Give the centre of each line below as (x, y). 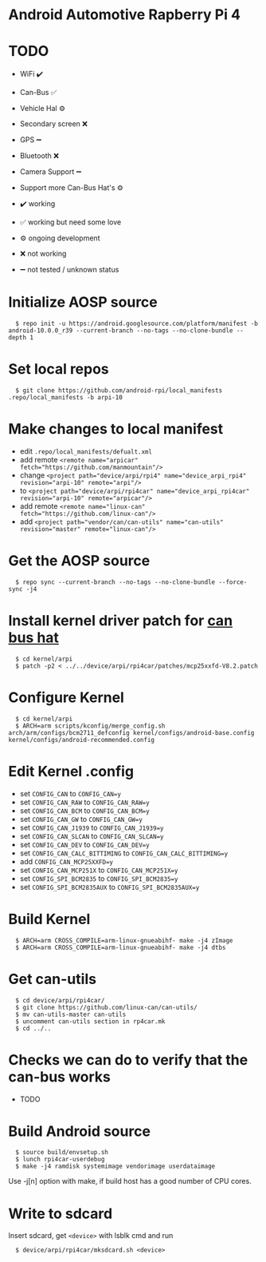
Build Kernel (49, 919)
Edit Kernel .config (71, 771)
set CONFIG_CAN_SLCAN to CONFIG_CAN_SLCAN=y (92, 835)
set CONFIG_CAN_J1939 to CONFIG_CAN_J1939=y (92, 827)
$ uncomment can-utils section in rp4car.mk (90, 1021)
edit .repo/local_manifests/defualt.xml (86, 451)
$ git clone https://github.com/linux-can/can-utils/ (106, 1007)
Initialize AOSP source (83, 302)
